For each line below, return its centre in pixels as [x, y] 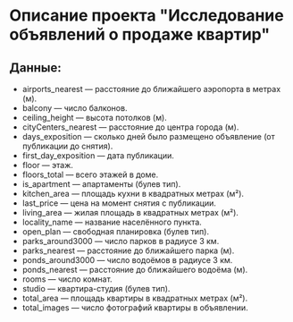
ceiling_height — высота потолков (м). [94, 118]
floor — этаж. [48, 165]
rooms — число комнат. [67, 279]
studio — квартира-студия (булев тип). [96, 288]
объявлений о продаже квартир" [140, 34]
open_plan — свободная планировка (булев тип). [116, 232]
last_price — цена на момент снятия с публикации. [119, 203]
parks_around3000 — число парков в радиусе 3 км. [121, 241]
